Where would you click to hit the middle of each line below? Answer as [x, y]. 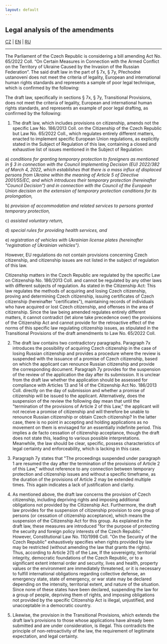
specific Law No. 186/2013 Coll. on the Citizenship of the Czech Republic [87, 128]
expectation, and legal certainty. [45, 636]
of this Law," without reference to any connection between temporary [83, 469]
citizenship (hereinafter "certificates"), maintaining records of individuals [80, 302]
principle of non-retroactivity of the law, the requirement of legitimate [83, 631]
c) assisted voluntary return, [34, 221]
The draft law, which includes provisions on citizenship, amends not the [85, 123]
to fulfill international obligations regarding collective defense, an [79, 574]
